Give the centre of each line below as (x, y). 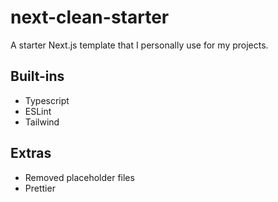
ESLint (38, 111)
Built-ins (37, 76)
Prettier (40, 188)
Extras (31, 153)
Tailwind (42, 122)
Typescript (47, 100)
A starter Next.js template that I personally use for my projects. (139, 45)
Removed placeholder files (79, 177)
